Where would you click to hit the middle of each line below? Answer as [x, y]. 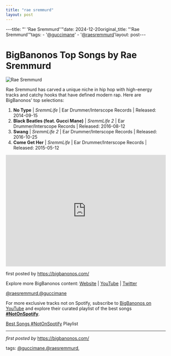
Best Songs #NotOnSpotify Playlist [42, 324]
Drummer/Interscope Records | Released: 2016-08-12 [69, 126]
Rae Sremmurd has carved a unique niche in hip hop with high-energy [79, 90]
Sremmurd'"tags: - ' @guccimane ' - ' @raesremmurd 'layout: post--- [76, 34]
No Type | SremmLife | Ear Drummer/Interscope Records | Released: [84, 110]
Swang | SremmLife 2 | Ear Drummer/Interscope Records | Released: [85, 132]
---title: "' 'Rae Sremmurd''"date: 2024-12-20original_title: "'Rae [73, 29]
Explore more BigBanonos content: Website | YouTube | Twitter [72, 283]
